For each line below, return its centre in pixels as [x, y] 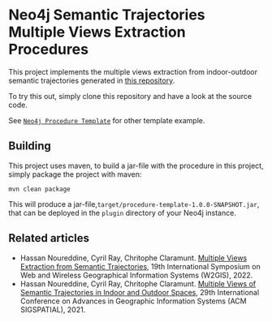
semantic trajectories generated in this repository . [92, 80]
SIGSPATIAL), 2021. [53, 309]
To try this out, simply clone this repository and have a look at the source [130, 96]
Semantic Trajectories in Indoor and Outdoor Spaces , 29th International [140, 292]
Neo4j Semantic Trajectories [107, 15]
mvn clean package [39, 189]
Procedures [49, 49]
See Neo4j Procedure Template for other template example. [107, 120]
